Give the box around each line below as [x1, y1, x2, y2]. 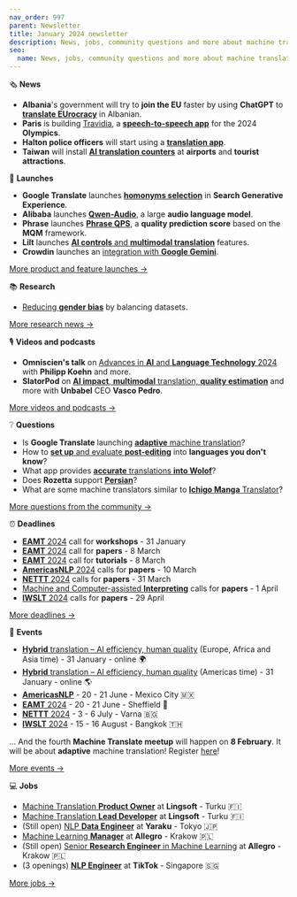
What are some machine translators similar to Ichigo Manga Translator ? [21, 484, 284, 494]
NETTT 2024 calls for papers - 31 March [21, 574, 171, 584]
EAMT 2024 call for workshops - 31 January [21, 536, 187, 547]
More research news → [9, 319, 95, 329]
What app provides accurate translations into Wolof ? [21, 465, 217, 476]
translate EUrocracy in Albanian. [21, 109, 142, 119]
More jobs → [9, 878, 56, 888]
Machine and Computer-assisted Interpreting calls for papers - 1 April [21, 583, 278, 594]
